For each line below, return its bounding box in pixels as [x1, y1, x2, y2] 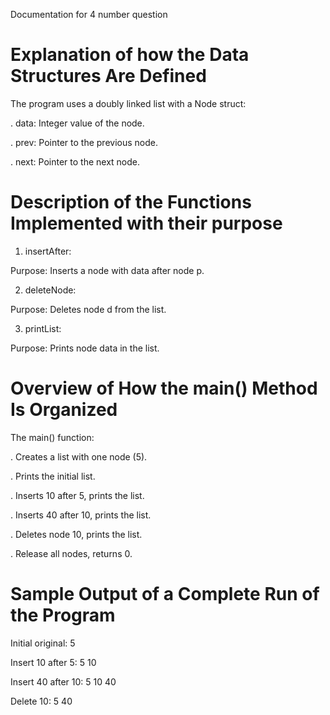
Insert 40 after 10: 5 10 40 [10, 675, 117, 688]
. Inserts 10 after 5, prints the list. [10, 489, 145, 501]
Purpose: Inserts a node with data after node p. [10, 264, 205, 276]
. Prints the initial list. [10, 470, 96, 482]
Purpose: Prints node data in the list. [10, 342, 160, 354]
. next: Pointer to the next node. [10, 155, 141, 168]
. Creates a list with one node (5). [10, 450, 148, 463]
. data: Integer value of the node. [10, 117, 145, 129]
